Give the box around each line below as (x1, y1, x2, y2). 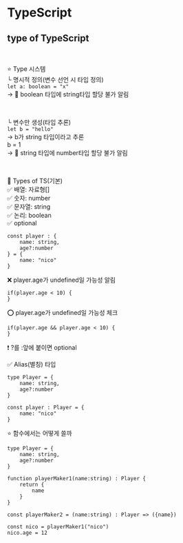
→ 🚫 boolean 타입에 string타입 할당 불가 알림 (7, 90, 129, 98)
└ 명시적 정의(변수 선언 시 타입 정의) (7, 76, 105, 83)
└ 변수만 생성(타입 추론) (7, 119, 71, 126)
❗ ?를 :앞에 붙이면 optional (7, 343, 77, 351)
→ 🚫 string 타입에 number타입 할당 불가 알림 (7, 149, 129, 156)
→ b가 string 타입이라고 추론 (7, 133, 85, 141)
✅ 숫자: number (7, 194, 51, 202)
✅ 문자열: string (7, 203, 51, 211)
